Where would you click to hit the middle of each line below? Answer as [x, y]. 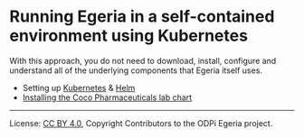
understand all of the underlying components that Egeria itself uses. [136, 70]
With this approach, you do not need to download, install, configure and [143, 60]
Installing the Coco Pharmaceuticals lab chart [107, 97]
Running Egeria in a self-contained [142, 17]
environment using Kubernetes [129, 36]
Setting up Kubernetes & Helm [79, 87]
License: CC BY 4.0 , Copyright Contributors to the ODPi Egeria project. [141, 123]
